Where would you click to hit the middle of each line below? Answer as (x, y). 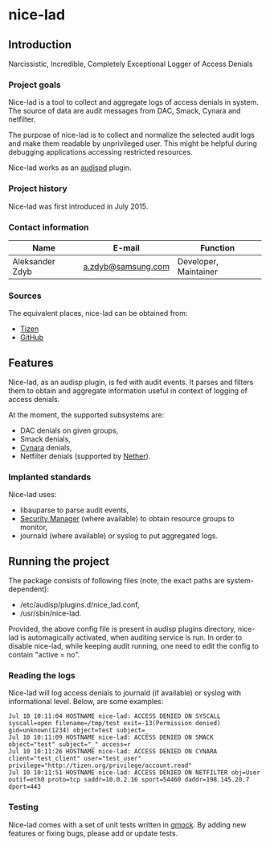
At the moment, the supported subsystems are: (86, 415)
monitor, (34, 527)
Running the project (59, 561)
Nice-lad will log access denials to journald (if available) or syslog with (125, 693)
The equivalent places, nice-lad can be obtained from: (98, 313)
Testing (23, 807)
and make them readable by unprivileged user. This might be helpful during (133, 143)
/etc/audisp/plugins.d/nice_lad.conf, (80, 605)
